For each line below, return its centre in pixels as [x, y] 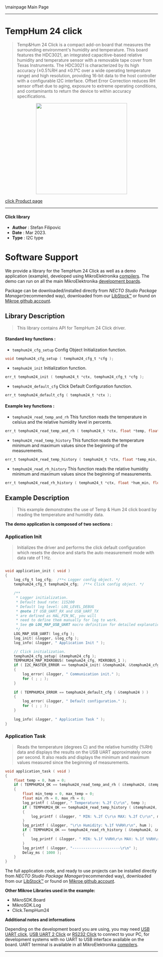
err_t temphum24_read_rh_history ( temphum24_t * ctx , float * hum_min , [78, 483]
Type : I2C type [28, 238]
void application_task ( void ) [38, 771]
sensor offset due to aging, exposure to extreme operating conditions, [87, 86]
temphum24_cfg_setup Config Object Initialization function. [69, 350]
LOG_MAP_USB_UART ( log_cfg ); [44, 634]
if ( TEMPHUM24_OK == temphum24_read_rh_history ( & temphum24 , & [90, 830]
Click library [18, 217]
